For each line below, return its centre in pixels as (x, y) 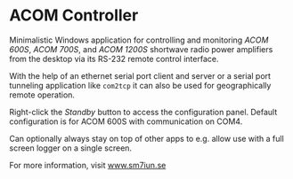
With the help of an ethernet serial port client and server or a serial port (140, 75)
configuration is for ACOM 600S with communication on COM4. (126, 121)
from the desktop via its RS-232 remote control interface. (114, 58)
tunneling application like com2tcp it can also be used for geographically (140, 85)
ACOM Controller (74, 16)
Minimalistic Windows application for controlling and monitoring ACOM (139, 40)
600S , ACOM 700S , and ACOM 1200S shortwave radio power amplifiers (141, 49)
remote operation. (42, 95)
